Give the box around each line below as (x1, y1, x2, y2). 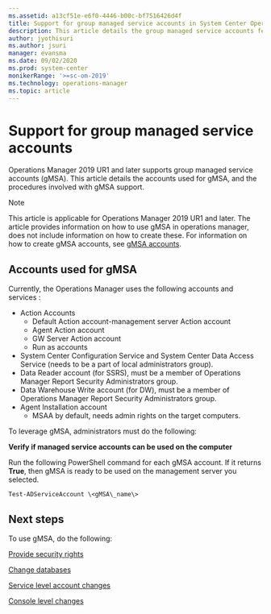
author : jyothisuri (8, 34, 74, 43)
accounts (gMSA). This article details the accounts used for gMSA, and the (8, 174, 257, 184)
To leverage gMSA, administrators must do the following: (8, 426, 198, 436)
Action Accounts (19, 308, 76, 318)
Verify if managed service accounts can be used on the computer (8, 442, 232, 452)
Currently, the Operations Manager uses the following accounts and (8, 284, 234, 294)
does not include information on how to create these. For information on (8, 230, 248, 240)
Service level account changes (8, 580, 111, 590)
